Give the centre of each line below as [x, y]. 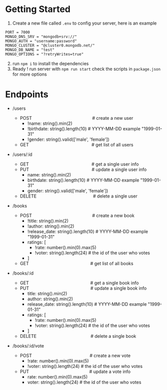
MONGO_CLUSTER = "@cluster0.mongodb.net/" [50, 45]
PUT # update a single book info [83, 288]
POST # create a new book [77, 215]
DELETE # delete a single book [78, 336]
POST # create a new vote [75, 355]
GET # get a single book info [79, 283]
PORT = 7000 [17, 32]
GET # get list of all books [76, 263]
